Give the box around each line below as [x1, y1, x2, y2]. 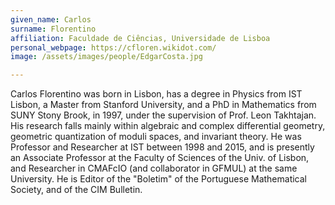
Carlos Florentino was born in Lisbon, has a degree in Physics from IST [10, 88, 303, 100]
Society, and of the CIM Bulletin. [10, 184, 143, 196]
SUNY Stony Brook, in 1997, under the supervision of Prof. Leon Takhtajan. [10, 109, 317, 121]
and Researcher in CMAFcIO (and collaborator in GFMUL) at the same [10, 162, 298, 175]
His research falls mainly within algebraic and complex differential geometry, [10, 120, 326, 132]
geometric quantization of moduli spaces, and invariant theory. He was [10, 131, 302, 143]
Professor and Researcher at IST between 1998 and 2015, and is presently [10, 141, 315, 153]
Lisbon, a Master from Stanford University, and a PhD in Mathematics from [10, 99, 317, 111]
